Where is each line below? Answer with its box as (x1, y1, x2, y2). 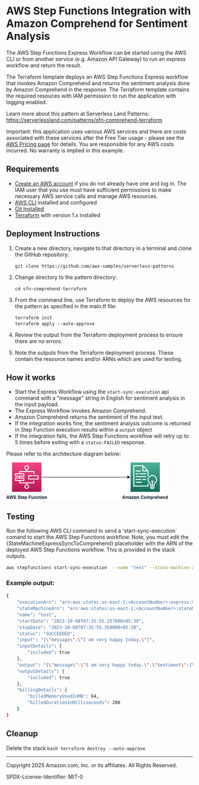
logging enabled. (6, 98, 47, 105)
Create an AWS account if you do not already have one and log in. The (14, 180, 187, 187)
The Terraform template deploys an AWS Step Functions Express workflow (6, 73, 188, 80)
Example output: (6, 579, 55, 587)
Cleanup (6, 729, 38, 739)
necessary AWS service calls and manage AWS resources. (14, 192, 158, 200)
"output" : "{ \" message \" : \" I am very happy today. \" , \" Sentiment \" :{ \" (17, 662, 197, 668)
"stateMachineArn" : (17, 605, 65, 612)
